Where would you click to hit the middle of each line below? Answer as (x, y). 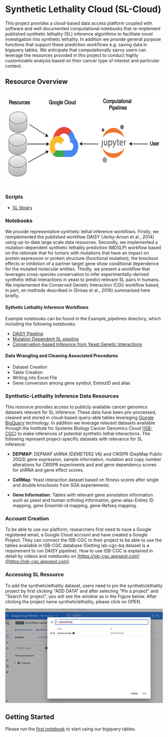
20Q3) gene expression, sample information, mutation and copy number (87, 459)
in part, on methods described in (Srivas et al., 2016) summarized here (78, 291)
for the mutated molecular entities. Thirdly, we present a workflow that (77, 269)
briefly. (12, 296)
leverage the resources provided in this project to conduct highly (72, 55)
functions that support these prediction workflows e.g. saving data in (76, 44)
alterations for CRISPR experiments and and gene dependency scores (84, 465)
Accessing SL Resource (34, 575)
